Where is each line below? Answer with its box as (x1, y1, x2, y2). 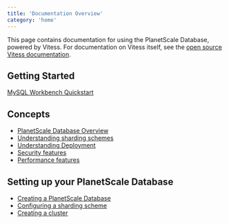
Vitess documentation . (7, 50, 71, 59)
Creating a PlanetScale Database (17, 194, 112, 202)
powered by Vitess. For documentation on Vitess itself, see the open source (7, 43, 222, 51)
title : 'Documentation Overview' (7, 10, 103, 17)
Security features (17, 149, 67, 157)
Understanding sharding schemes (17, 134, 114, 142)
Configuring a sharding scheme (17, 201, 108, 210)
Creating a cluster (17, 208, 68, 217)
